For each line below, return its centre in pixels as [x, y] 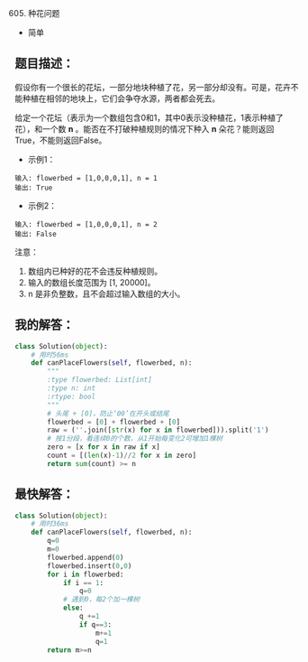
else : [73, 608]
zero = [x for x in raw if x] [104, 447]
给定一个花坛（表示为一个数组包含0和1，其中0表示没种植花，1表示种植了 [149, 117]
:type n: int [72, 388]
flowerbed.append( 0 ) [86, 557]
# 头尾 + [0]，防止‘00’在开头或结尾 [108, 414]
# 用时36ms [50, 524]
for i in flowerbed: [86, 574]
